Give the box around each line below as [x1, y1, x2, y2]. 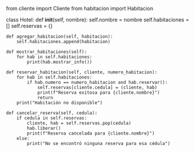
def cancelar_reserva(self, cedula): [6, 110, 98, 116]
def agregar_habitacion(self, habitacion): [6, 34, 114, 40]
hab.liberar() [27, 125, 61, 131]
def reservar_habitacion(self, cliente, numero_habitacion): [6, 69, 158, 75]
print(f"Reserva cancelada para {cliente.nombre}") [27, 130, 155, 136]
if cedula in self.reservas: [16, 115, 87, 121]
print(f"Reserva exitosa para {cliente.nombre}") [37, 90, 160, 96]
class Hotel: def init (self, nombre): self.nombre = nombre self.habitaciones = [6, 16, 189, 23]
